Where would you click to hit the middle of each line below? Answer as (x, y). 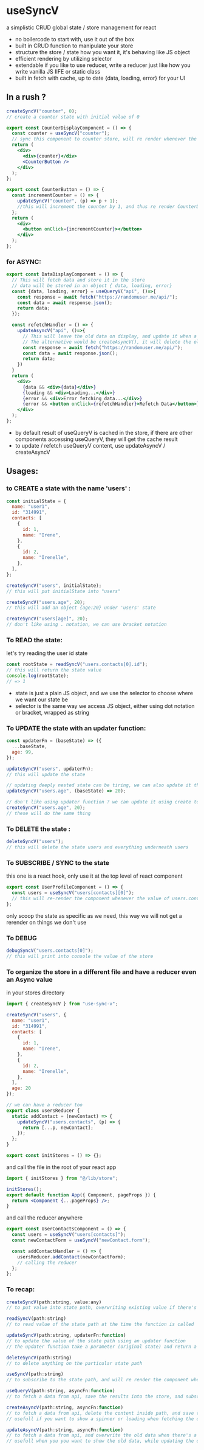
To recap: (21, 1289)
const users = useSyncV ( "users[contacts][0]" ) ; (73, 893)
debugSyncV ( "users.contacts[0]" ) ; (50, 950)
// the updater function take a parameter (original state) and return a (102, 1347)
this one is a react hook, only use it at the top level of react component (95, 876)
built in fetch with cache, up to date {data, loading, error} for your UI (100, 78)
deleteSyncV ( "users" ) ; (35, 842)
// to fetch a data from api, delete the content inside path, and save (100, 1413)
